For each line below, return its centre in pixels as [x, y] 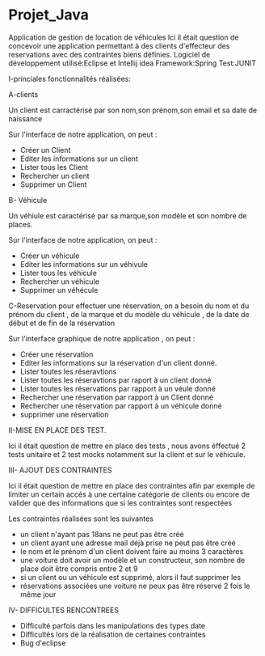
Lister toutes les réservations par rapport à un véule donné [118, 388]
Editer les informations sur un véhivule [84, 264]
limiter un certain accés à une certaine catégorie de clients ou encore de [129, 494]
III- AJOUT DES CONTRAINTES [60, 470]
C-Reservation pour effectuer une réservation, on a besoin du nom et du [129, 306]
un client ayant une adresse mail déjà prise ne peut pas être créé [128, 543]
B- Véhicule [28, 200]
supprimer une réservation [64, 414]
